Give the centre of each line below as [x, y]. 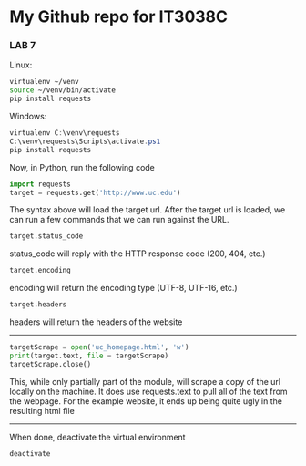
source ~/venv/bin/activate [63, 90]
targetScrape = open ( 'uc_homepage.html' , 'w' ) [99, 347]
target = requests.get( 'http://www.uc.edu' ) [95, 192]
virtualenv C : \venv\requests [65, 133]
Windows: [28, 117]
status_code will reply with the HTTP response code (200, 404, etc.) [138, 254]
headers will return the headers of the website [96, 322]
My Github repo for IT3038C [119, 17]
